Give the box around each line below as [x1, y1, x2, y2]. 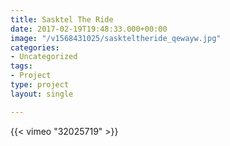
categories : [10, 42, 60, 53]
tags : [10, 61, 33, 71]
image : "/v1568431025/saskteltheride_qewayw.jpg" [10, 33, 222, 43]
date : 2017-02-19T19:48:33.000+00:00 [10, 24, 168, 34]
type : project [10, 80, 70, 90]
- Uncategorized [10, 52, 78, 62]
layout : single [10, 89, 74, 99]
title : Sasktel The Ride [10, 14, 114, 25]
